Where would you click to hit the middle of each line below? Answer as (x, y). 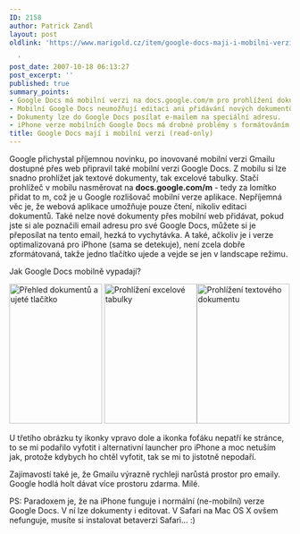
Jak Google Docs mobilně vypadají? (75, 271)
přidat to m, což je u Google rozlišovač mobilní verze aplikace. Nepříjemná (146, 197)
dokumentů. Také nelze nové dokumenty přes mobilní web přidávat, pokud (146, 216)
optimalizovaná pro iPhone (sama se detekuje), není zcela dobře (127, 244)
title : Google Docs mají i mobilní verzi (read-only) (112, 134)
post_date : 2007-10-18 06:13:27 (69, 67)
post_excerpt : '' (42, 76)
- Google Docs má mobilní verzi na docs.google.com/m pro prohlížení (142, 100)
